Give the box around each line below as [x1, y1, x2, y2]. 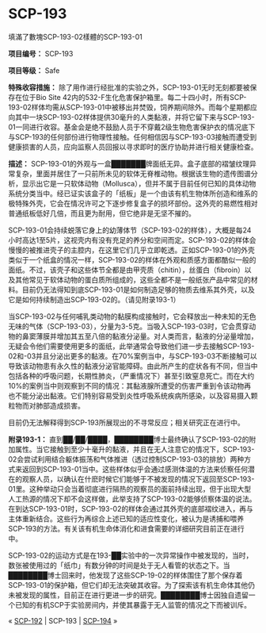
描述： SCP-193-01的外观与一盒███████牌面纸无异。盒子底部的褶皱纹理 [8, 159, 250, 168]
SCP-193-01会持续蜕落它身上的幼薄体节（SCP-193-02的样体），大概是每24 [8, 225, 252, 235]
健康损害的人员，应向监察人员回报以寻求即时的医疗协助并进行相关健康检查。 [8, 142, 258, 152]
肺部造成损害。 [35, 401, 85, 410]
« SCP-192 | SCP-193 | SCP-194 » [8, 616, 118, 625]
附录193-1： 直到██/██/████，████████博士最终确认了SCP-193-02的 [8, 434, 249, 444]
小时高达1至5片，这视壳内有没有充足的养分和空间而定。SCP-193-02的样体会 [8, 235, 256, 244]
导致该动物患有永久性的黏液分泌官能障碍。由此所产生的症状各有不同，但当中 [8, 361, 258, 370]
